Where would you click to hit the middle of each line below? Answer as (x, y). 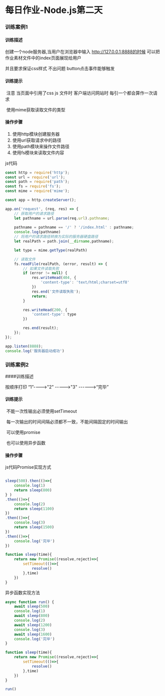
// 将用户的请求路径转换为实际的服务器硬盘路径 (56, 237)
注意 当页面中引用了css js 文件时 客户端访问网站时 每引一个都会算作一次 (80, 93)
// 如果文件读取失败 (41, 268)
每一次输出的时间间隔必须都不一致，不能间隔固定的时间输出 (67, 422)
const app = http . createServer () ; (41, 200)
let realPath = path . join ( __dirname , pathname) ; (64, 242)
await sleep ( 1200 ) (33, 625)
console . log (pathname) (37, 232)
